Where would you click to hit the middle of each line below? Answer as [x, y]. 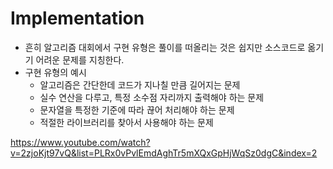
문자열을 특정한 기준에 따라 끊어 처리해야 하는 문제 [137, 109]
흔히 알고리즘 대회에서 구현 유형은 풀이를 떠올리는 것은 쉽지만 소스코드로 [165, 47]
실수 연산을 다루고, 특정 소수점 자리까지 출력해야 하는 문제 [152, 97]
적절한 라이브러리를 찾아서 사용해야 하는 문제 [126, 122]
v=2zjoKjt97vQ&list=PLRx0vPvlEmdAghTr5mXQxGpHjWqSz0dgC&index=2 [164, 153]
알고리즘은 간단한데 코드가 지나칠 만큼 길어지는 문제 [140, 84]
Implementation [77, 18]
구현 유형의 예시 [55, 72]
